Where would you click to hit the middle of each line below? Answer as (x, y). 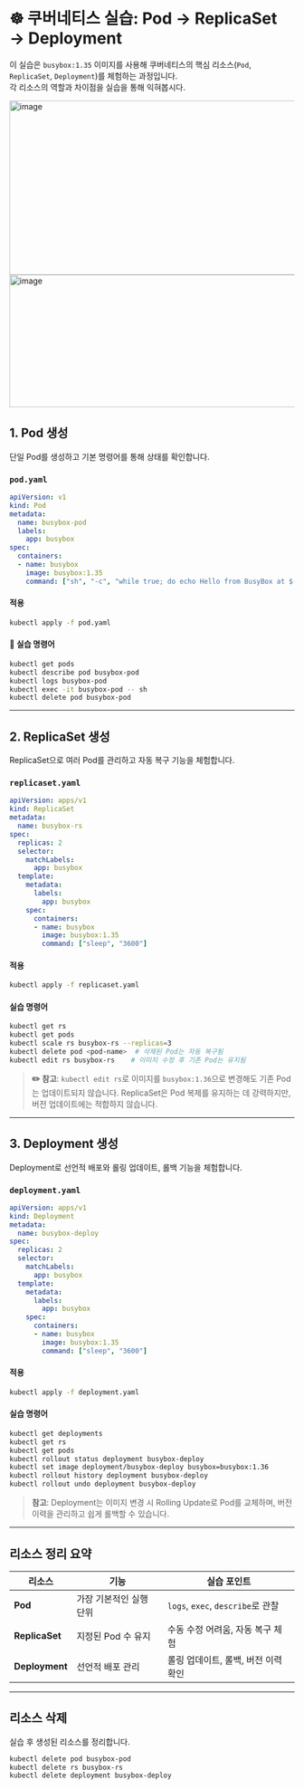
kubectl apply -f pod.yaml (60, 622)
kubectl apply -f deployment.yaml (75, 1392)
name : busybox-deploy (58, 1233)
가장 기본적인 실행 (112, 1599)
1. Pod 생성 (39, 433)
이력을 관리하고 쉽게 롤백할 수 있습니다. (100, 1514)
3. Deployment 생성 (64, 1144)
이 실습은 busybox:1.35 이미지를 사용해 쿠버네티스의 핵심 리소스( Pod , (130, 64)
